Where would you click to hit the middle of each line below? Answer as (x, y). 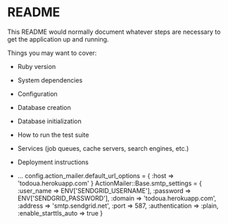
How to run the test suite (53, 135)
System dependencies (50, 80)
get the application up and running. (58, 39)
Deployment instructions (53, 162)
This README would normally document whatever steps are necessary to (114, 32)
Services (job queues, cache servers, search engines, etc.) (103, 148)
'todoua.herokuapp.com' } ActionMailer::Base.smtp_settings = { (109, 183)
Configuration (37, 94)
